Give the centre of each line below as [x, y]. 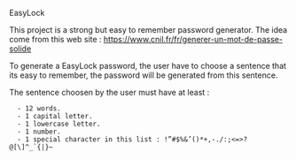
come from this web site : [55, 39]
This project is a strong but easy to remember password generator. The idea [148, 30]
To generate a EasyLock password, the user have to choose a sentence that [148, 66]
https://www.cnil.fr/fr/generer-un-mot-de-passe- [193, 39]
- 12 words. [39, 109]
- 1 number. [39, 132]
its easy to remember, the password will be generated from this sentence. [144, 75]
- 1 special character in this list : [89, 140]
